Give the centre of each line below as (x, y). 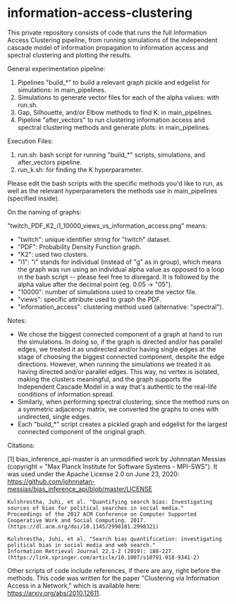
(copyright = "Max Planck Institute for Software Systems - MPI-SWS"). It (112, 466)
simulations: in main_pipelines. (62, 90)
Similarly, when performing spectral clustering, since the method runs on (123, 401)
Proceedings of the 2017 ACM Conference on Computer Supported (102, 514)
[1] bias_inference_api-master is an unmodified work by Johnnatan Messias (117, 459)
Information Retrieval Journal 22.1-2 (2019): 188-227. (91, 551)
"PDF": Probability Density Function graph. (79, 247)
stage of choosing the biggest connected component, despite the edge (121, 356)
